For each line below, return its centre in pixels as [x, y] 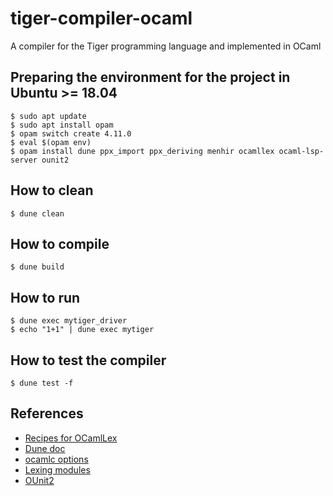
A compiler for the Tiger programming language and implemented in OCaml [166, 46]
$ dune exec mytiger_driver [69, 321]
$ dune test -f [42, 383]
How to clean [52, 190]
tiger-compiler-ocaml [101, 18]
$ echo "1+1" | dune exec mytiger [82, 330]
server [24, 160]
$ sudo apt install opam [62, 125]
